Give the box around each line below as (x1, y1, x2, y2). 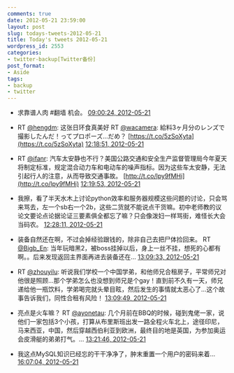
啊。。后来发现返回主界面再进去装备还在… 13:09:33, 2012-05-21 (17, 253, 200, 261)
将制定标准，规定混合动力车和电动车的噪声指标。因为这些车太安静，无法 (17, 163, 226, 171)
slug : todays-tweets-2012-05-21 (7, 29, 101, 37)
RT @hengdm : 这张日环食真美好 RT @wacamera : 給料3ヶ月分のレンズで (17, 123, 226, 132)
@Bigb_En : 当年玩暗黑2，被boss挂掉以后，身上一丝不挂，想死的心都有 (17, 244, 221, 253)
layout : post (7, 23, 45, 30)
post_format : (7, 62, 45, 69)
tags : (7, 75, 23, 83)
